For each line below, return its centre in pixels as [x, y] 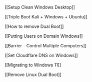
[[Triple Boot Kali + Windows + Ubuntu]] [46, 17]
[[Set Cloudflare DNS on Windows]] [41, 55]
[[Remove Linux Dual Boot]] [33, 75]
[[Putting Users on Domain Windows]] [44, 36]
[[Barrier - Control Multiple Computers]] [46, 46]
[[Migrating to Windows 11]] [33, 65]
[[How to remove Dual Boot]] [34, 26]
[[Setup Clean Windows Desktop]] [40, 7]
